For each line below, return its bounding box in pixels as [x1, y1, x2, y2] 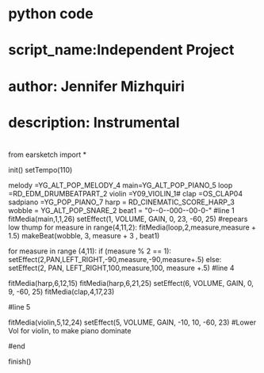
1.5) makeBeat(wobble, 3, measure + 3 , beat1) [8, 230, 160, 240]
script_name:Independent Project [8, 41, 235, 59]
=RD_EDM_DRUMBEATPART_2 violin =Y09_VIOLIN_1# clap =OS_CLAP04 [8, 188, 243, 198]
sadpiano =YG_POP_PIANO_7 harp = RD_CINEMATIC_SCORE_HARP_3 [8, 197, 235, 207]
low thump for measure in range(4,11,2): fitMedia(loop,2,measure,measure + [8, 223, 256, 232]
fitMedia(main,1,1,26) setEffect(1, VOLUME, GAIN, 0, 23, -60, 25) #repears [8, 214, 248, 223]
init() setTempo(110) [8, 165, 73, 174]
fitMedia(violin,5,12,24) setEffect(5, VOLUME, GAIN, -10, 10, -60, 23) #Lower [8, 318, 256, 327]
